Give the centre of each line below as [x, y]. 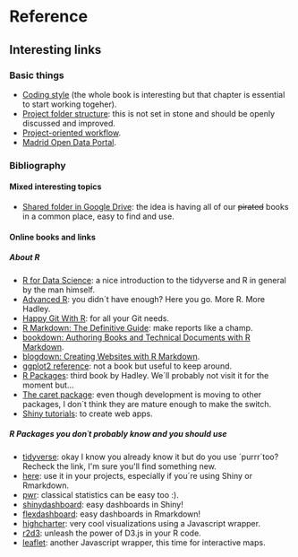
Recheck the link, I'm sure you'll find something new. [119, 466]
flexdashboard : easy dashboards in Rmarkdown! [111, 514]
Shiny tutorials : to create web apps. [88, 413]
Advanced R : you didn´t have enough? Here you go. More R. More [144, 299]
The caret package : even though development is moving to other [142, 394]
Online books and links [52, 237]
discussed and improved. [69, 123]
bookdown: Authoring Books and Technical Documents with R [136, 337]
